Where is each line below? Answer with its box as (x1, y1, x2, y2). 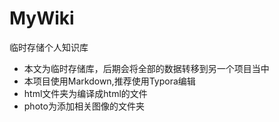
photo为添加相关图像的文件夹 (23, 100, 145, 112)
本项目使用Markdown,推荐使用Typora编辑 (23, 75, 196, 87)
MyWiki (9, 7, 75, 30)
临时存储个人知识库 (9, 41, 89, 53)
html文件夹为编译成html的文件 (23, 87, 148, 99)
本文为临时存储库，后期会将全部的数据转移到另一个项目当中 (23, 62, 270, 74)
